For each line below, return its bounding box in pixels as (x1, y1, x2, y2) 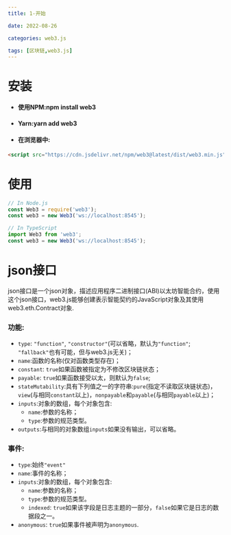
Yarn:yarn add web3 (17, 119, 77, 127)
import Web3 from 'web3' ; (8, 231, 82, 238)
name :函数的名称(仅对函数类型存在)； (17, 357, 121, 365)
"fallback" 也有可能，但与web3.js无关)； (17, 348, 133, 356)
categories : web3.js (8, 35, 67, 42)
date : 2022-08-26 (8, 22, 58, 29)
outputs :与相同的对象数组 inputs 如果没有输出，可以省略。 (17, 425, 180, 434)
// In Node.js (8, 199, 49, 206)
